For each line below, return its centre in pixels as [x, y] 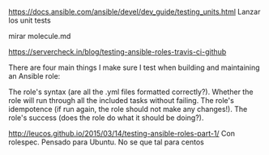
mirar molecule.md [40, 36]
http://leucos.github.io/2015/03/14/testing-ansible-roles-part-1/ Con [122, 133]
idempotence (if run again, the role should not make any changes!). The [128, 109]
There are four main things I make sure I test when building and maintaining [134, 67]
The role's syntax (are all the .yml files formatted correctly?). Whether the [131, 92]
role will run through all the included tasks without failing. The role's [122, 100]
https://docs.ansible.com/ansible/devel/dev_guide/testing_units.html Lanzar [134, 12]
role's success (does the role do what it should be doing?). [106, 118]
